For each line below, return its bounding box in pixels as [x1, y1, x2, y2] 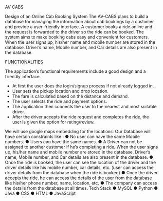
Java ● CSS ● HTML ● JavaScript [5, 190, 76, 196]
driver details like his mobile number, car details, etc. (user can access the [5, 165, 154, 170]
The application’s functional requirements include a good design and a [5, 68, 146, 74]
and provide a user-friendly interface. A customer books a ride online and [5, 24, 152, 30]
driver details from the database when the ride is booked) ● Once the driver [5, 170, 158, 175]
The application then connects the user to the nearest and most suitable [12, 104, 157, 109]
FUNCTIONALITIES [5, 59, 44, 65]
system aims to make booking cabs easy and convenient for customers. [5, 34, 149, 40]
